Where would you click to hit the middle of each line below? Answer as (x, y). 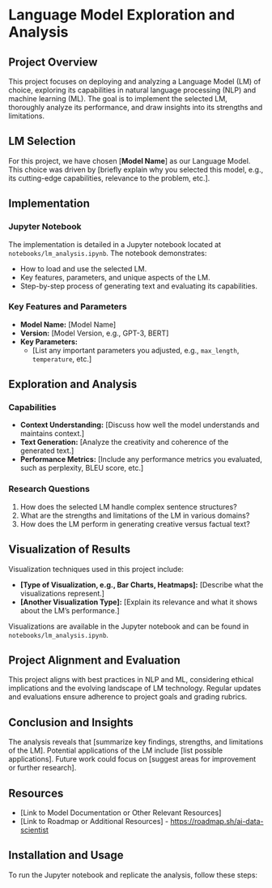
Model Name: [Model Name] (68, 324)
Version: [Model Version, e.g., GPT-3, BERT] (94, 333)
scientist (34, 830)
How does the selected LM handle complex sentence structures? (128, 506)
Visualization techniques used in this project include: (96, 569)
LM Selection (42, 141)
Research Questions (49, 489)
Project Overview (53, 62)
